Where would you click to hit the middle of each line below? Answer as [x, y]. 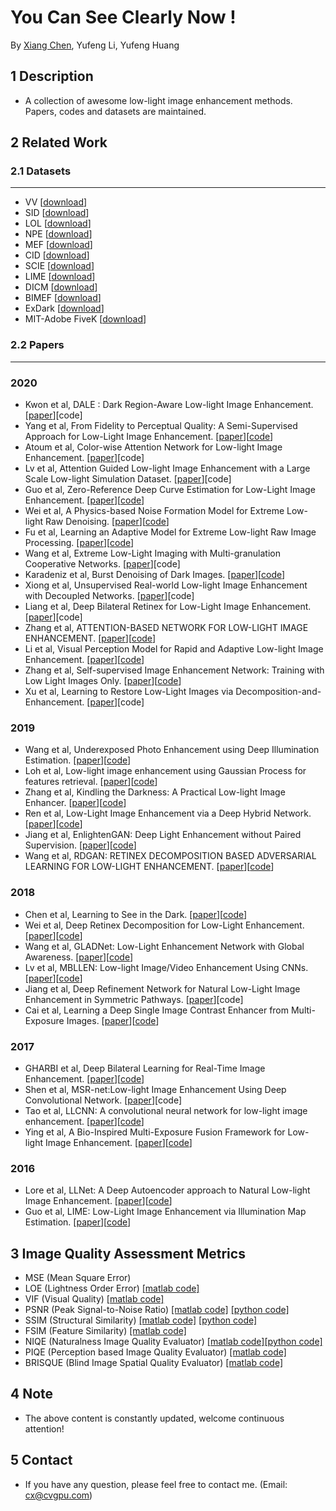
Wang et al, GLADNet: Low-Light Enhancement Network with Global [164, 946]
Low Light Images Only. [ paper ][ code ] [103, 681]
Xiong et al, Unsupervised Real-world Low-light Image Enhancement [166, 585]
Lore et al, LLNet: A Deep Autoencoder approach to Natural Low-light [167, 1190]
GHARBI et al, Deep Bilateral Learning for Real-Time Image [145, 1068]
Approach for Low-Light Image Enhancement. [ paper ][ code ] [149, 437]
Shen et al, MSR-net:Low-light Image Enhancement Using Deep [155, 1089]
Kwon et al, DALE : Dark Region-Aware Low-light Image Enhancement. [169, 405]
